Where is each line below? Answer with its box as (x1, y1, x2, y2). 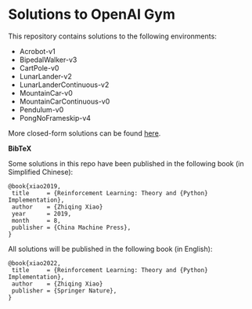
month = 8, (11, 216, 61, 224)
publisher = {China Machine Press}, (11, 224, 131, 231)
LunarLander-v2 (19, 71, 72, 81)
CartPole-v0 (19, 63, 59, 72)
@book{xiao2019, (8, 182, 61, 190)
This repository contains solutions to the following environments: (8, 31, 217, 41)
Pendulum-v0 (19, 104, 64, 115)
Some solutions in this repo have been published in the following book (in (8, 158, 244, 168)
